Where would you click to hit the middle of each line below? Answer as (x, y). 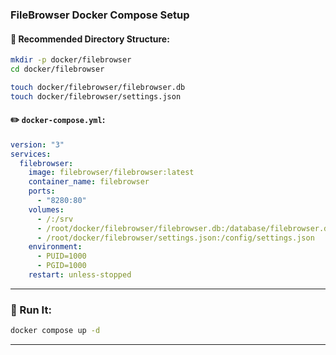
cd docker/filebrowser (57, 69)
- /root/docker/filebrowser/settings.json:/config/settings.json (175, 238)
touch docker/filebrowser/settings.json (96, 96)
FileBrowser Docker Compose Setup (100, 15)
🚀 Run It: (31, 310)
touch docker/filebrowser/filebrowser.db (98, 87)
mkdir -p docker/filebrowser (71, 60)
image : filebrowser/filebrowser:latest (111, 173)
